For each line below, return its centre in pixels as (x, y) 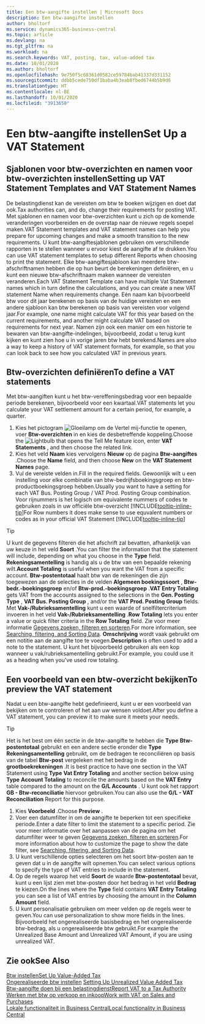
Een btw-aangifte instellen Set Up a (97, 133)
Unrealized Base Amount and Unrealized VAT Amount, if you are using (104, 935)
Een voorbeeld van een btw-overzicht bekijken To (102, 679)
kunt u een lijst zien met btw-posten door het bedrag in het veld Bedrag (106, 883)
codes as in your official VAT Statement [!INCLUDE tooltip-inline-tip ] (100, 519)
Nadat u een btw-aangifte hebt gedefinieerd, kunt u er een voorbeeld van (99, 704)
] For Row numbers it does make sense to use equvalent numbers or (107, 513)
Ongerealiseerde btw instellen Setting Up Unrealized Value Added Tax (95, 982)
